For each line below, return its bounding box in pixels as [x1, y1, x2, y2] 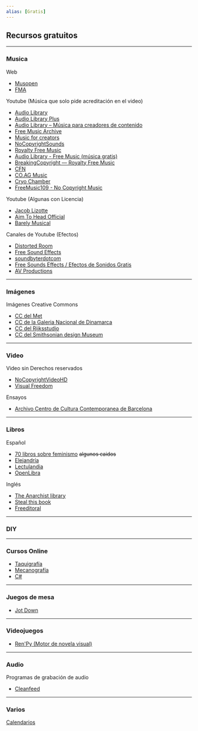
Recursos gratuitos [6, 31, 78, 41]
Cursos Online [6, 546, 48, 555]
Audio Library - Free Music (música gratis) [14, 153, 118, 160]
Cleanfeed [14, 685, 40, 693]
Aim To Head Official [14, 213, 65, 220]
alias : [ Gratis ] [6, 8, 46, 15]
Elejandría [14, 456, 39, 463]
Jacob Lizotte [14, 207, 48, 214]
